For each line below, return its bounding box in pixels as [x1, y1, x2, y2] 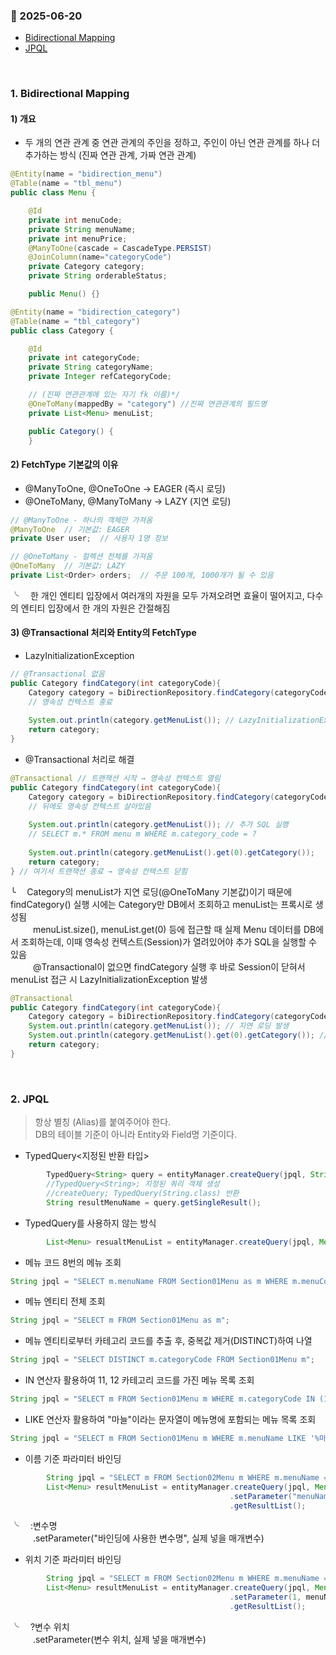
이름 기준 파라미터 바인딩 [24, 1452, 122, 1464]
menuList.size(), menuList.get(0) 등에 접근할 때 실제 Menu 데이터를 [32, 923, 302, 935]
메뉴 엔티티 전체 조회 [24, 1295, 106, 1308]
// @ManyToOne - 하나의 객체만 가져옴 [10, 515, 153, 525]
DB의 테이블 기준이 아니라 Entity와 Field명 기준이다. [34, 1129, 237, 1141]
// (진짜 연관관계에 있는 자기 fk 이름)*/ [28, 390, 181, 400]
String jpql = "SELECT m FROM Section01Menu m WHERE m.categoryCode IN [10, 1394, 315, 1404]
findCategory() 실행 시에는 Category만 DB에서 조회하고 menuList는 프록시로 [10, 898, 313, 910]
